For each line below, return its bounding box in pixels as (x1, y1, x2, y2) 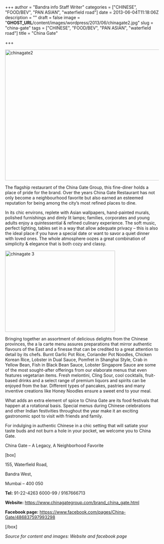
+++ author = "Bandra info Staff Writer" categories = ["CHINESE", (5, 4, 138, 10)
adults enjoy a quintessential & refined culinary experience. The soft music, (5, 220, 156, 226)
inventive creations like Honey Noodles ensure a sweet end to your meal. (5, 388, 152, 394)
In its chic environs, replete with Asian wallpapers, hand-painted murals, (5, 209, 150, 215)
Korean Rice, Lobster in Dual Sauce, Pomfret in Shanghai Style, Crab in (5, 357, 147, 363)
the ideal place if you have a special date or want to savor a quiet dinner (5, 231, 150, 236)
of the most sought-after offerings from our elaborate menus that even (5, 367, 147, 373)
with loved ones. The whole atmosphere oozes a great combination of (5, 235, 145, 241)
